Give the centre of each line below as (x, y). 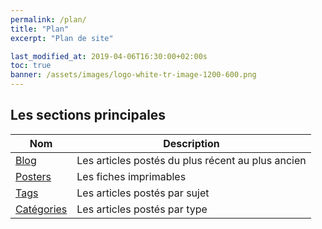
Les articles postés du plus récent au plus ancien (191, 160)
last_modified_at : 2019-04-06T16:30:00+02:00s (109, 56)
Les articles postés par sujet (143, 193)
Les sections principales (88, 115)
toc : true (31, 66)
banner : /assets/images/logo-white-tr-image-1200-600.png (133, 75)
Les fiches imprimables (131, 176)
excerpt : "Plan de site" (62, 38)
